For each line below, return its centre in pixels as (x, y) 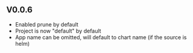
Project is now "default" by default (58, 31)
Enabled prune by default (47, 24)
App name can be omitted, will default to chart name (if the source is (101, 37)
